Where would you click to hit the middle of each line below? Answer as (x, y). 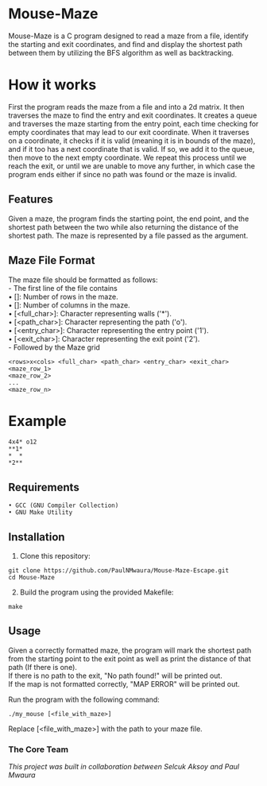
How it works (52, 85)
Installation (37, 537)
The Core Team (39, 749)
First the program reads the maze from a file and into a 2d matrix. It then (126, 106)
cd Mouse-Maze (32, 578)
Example (37, 421)
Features (31, 199)
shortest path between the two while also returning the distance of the (124, 227)
